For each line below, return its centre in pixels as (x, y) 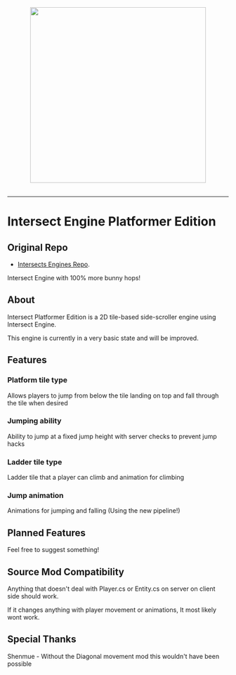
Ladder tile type (35, 461)
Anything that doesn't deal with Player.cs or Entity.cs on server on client (111, 589)
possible (20, 664)
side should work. (33, 596)
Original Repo (38, 248)
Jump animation (36, 496)
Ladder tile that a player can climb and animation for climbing (96, 478)
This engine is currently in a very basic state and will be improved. (103, 338)
